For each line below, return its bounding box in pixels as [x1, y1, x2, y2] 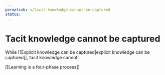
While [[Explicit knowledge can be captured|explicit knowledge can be [5, 49, 150, 55]
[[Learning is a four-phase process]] [5, 64, 80, 70]
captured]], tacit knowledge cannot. [5, 55, 79, 61]
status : [5, 12, 21, 17]
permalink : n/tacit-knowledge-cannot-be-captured [5, 7, 111, 12]
